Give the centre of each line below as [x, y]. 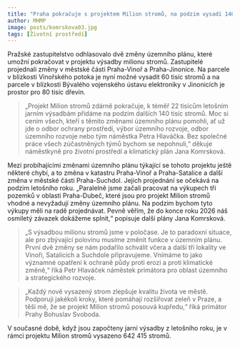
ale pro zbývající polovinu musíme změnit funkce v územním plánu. [124, 240]
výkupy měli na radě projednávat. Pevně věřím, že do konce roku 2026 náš [117, 211]
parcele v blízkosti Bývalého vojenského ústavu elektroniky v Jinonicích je [116, 85]
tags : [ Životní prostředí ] [47, 34]
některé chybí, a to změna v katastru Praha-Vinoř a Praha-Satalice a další [115, 173]
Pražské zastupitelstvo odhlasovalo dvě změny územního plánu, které [110, 54]
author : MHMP [27, 21]
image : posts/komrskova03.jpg [52, 27]
